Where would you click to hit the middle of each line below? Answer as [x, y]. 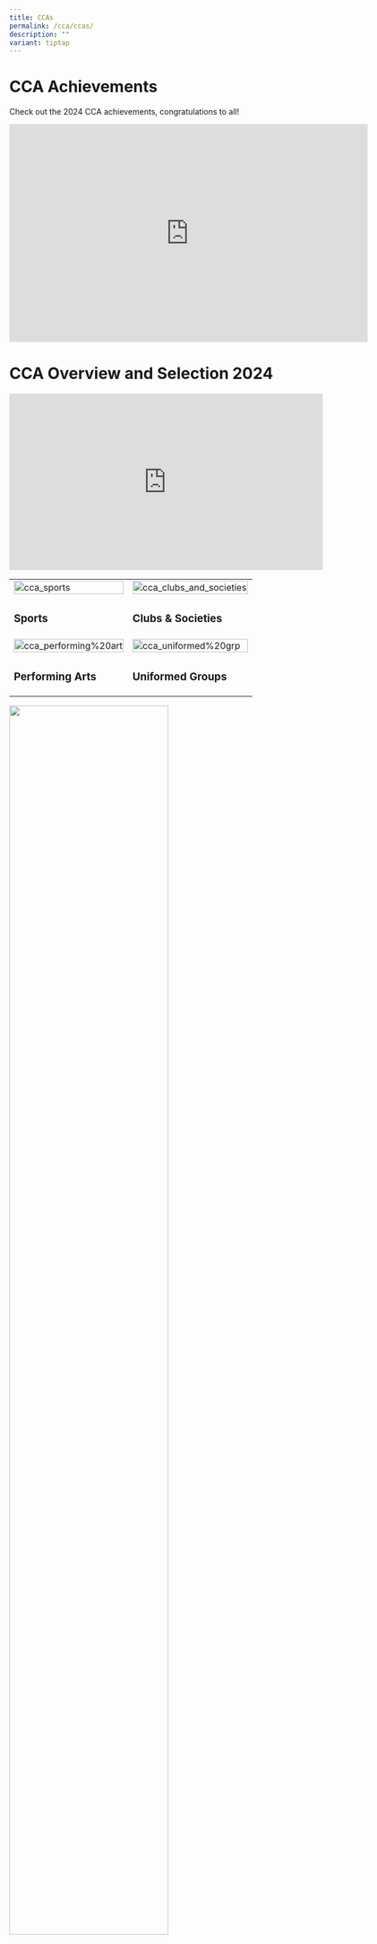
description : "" [39, 34]
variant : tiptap [39, 43]
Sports [31, 618]
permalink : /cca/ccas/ [51, 26]
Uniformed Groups [180, 677]
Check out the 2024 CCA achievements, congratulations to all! [124, 112]
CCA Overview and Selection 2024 [141, 374]
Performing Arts [55, 677]
